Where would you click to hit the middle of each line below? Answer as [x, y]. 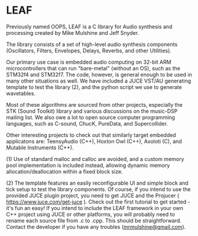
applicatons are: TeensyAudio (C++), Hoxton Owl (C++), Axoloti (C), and [94, 141]
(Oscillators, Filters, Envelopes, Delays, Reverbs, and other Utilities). [89, 50]
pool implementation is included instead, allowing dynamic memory [88, 165]
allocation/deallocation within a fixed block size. [64, 171]
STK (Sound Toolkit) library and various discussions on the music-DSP [92, 111]
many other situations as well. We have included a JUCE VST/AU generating [99, 81]
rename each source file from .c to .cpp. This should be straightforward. [94, 220]
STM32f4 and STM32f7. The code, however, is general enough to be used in [99, 74]
